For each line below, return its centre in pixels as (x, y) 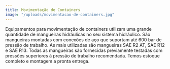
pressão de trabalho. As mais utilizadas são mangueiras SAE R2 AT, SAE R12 (85, 45)
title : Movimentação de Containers (43, 10)
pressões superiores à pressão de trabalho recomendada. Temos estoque (82, 55)
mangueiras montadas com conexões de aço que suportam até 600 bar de (83, 40)
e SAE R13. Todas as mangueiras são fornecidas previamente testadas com (84, 50)
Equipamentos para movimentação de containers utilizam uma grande (79, 29)
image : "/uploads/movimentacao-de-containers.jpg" (60, 15)
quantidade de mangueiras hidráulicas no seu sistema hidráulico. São (78, 34)
